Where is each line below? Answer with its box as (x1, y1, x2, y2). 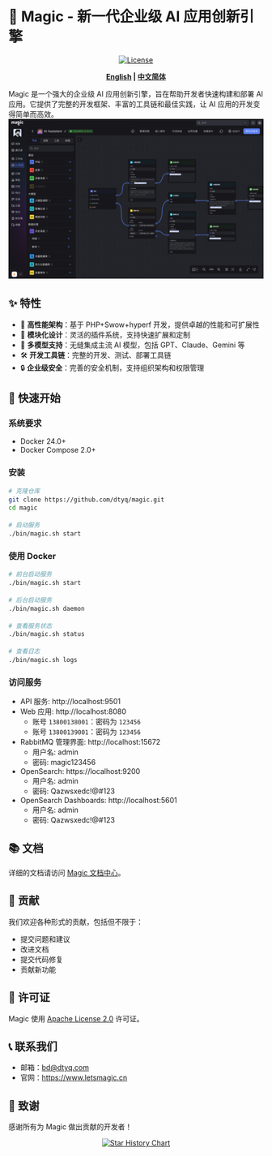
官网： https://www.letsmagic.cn (19, 1072, 128, 1083)
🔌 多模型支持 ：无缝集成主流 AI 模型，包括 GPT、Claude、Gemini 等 (19, 340, 245, 350)
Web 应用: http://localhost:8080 (19, 707, 127, 716)
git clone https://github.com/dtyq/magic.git (8, 496, 164, 504)
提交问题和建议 (19, 934, 70, 943)
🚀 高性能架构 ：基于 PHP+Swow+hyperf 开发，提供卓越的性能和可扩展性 (19, 320, 261, 329)
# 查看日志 (8, 647, 40, 655)
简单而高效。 (15, 109, 58, 118)
